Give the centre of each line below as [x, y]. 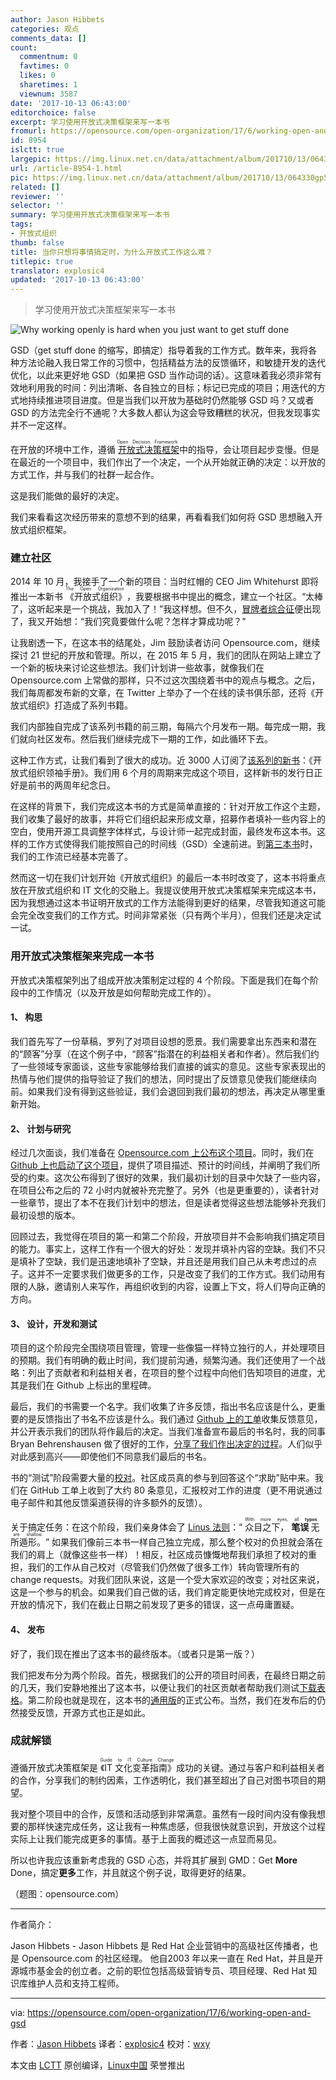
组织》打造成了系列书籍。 [80, 705]
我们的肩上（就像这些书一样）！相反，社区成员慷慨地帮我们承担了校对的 [159, 1555]
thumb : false [37, 242]
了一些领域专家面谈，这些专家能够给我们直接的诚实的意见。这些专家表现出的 [168, 1066]
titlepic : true [42, 261]
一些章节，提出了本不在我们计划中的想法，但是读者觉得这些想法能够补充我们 [168, 1203]
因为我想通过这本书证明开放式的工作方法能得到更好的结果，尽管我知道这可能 [168, 903]
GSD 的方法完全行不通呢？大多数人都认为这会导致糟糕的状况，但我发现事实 [165, 413]
